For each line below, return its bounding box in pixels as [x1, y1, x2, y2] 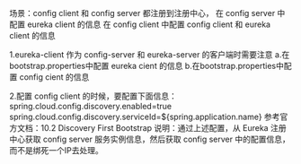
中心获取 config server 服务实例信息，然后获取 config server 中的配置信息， [9, 134, 290, 144]
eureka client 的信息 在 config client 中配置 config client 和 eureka [26, 19, 271, 30]
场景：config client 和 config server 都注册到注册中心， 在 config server [9, 8, 276, 18]
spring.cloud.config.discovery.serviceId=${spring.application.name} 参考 [9, 111, 280, 122]
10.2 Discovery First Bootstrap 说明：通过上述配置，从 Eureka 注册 [40, 123, 287, 133]
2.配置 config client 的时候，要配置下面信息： [9, 91, 177, 101]
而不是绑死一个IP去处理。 [9, 145, 103, 155]
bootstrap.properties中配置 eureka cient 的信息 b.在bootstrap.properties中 [9, 61, 285, 71]
